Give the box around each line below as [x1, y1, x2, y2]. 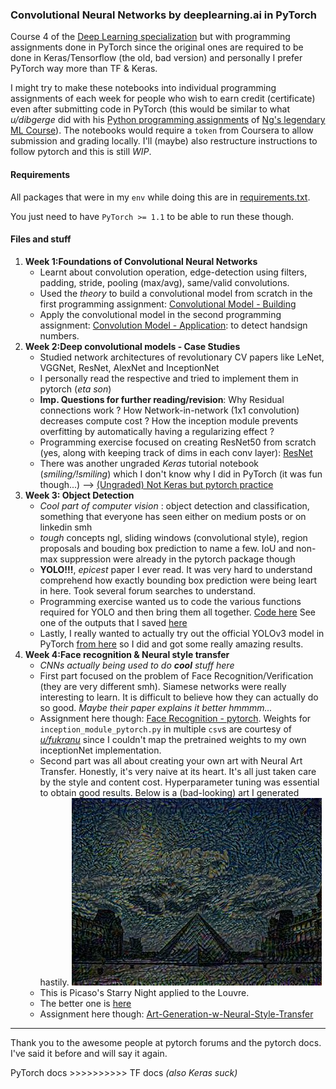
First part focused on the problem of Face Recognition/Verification [39, 669, 314, 682]
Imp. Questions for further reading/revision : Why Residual [39, 393, 285, 405]
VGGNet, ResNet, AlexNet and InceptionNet [39, 361, 220, 373]
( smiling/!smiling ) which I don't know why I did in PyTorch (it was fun [39, 468, 323, 480]
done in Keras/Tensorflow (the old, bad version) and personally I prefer [10, 52, 303, 64]
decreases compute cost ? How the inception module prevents [39, 414, 299, 427]
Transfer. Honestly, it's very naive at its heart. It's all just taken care [39, 765, 317, 777]
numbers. [39, 329, 80, 342]
